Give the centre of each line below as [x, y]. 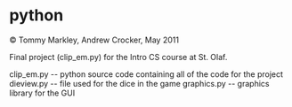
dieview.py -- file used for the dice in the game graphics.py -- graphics [139, 83]
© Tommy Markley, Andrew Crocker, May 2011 [94, 40]
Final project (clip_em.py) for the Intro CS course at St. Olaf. [118, 57]
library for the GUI [42, 93]
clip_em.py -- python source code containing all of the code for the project [146, 74]
